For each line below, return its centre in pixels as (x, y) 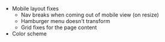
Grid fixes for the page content (59, 27)
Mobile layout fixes (35, 9)
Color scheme (29, 34)
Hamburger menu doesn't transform (65, 21)
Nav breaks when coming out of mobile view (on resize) (90, 15)
